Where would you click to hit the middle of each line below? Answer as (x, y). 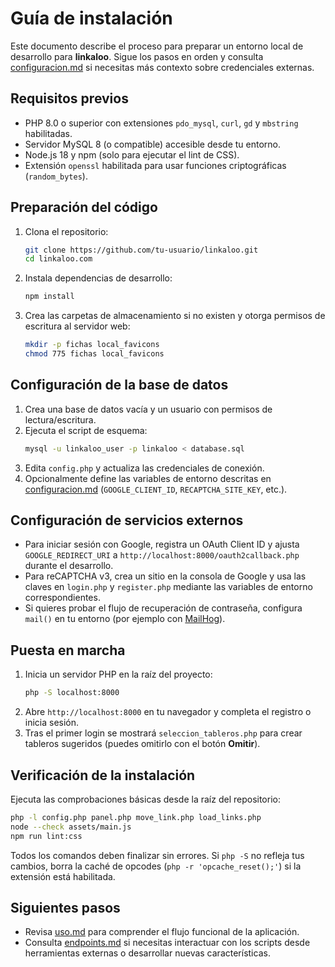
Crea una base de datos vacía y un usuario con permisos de (148, 409)
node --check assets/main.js (71, 827)
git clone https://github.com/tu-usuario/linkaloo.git (141, 250)
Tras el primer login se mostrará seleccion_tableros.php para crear (163, 733)
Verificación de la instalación (103, 775)
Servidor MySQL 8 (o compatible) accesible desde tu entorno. (152, 144)
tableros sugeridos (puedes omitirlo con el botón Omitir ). (142, 744)
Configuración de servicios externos (127, 520)
